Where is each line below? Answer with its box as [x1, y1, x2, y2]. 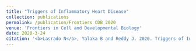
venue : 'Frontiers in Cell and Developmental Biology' [6, 25, 142, 31]
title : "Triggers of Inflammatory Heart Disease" [6, 8, 129, 15]
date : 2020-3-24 [6, 30, 45, 36]
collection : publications [6, 14, 69, 20]
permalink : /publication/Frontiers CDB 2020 [6, 19, 116, 25]
